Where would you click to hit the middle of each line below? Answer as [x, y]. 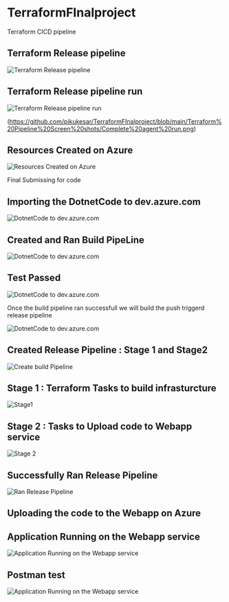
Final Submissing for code [44, 180]
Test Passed [34, 278]
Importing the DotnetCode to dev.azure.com [104, 202]
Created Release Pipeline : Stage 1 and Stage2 [108, 350]
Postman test [36, 575]
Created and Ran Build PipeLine [76, 239]
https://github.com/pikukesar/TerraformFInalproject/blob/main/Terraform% [116, 121]
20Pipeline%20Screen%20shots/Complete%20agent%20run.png [101, 129]
